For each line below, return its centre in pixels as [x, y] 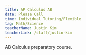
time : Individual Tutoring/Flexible [43, 19]
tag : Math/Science [24, 24]
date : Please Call [24, 14]
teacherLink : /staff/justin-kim [39, 33]
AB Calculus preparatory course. [39, 47]
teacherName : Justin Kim [31, 28]
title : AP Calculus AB [29, 10]
